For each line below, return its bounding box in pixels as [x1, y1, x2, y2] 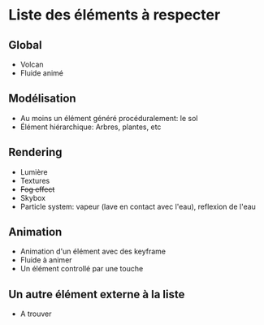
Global [8, 38, 42, 52]
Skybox [19, 193, 46, 202]
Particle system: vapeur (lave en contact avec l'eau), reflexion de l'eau [19, 201, 256, 211]
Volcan [19, 59, 44, 69]
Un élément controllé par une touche [19, 264, 144, 274]
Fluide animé [19, 68, 63, 78]
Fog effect [19, 184, 55, 194]
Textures [19, 175, 50, 185]
